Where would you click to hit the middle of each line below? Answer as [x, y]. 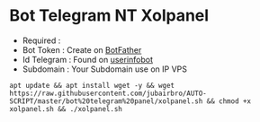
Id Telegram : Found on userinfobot [88, 59]
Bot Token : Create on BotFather [82, 49]
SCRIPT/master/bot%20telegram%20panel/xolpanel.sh [106, 101]
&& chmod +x [229, 101]
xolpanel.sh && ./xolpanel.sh [66, 109]
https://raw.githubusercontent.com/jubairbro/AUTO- [108, 93]
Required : [41, 40]
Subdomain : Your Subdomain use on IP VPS [104, 69]
